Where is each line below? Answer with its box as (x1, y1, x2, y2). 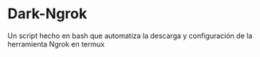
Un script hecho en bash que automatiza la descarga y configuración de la (7, 31, 253, 40)
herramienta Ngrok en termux (7, 39, 105, 48)
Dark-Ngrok (7, 5, 88, 23)
